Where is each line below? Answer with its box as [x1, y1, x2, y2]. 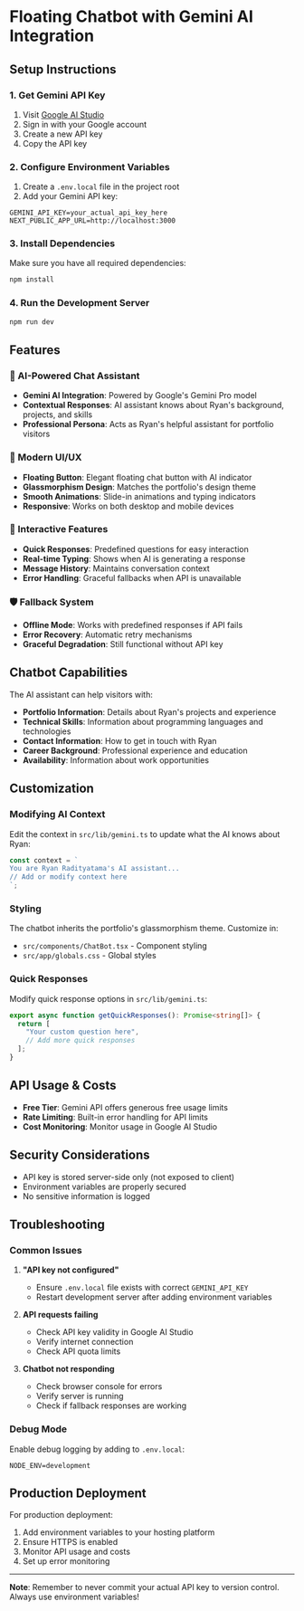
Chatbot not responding [22, 1364, 115, 1375]
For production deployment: [9, 1510, 113, 1520]
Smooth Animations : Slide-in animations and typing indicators [22, 491, 256, 501]
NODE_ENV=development [9, 1461, 91, 1470]
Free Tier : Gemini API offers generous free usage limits [22, 1101, 229, 1112]
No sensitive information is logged [22, 1190, 151, 1201]
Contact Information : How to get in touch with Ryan [22, 735, 217, 746]
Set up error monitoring [22, 1556, 110, 1567]
